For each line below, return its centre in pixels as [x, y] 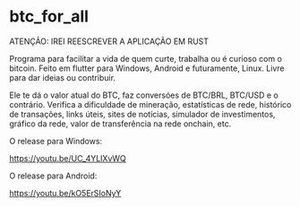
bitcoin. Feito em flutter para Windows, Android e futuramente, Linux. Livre [147, 68]
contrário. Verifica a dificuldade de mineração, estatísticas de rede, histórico [150, 104]
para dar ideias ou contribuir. [63, 77]
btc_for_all [49, 17]
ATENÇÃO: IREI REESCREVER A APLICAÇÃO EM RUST [109, 41]
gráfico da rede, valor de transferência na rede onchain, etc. [120, 124]
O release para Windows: [56, 141]
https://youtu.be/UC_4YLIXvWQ [68, 158]
